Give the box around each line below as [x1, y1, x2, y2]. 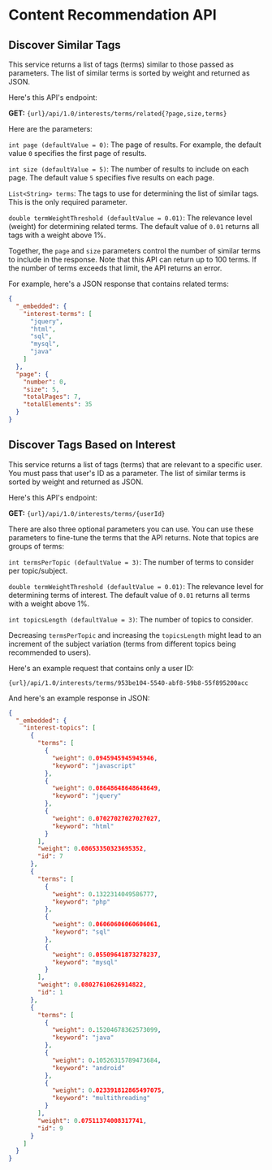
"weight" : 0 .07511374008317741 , [37, 1116, 148, 1124]
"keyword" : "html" [51, 822, 114, 830]
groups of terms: [8, 541, 65, 551]
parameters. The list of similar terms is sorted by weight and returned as [8, 68, 250, 78]
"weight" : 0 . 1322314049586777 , [51, 890, 158, 899]
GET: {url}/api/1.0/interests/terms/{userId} [8, 508, 166, 518]
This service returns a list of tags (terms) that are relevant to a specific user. [8, 459, 262, 469]
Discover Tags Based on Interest [8, 438, 176, 452]
